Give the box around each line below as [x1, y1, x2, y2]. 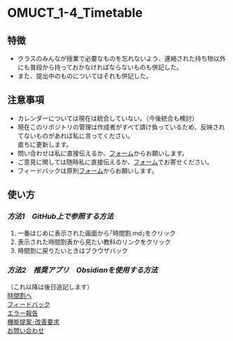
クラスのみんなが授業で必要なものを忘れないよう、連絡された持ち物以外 [17, 55, 226, 62]
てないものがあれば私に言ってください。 [17, 131, 134, 140]
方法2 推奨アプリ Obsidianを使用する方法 [7, 266, 158, 275]
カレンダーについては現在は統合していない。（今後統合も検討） [17, 114, 198, 122]
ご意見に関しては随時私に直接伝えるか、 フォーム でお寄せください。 [17, 157, 213, 166]
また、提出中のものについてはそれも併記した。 [17, 72, 153, 80]
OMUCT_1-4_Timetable [7, 5, 143, 21]
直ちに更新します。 [17, 140, 73, 148]
